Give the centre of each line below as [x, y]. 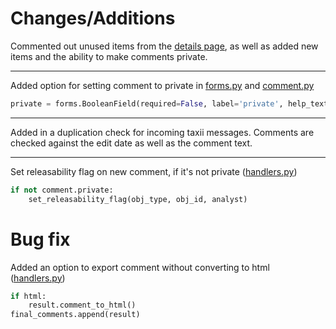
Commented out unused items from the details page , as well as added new [164, 46]
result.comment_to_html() [82, 305]
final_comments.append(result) [75, 315]
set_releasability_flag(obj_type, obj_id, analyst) [138, 199]
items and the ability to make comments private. [109, 56]
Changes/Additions [93, 18]
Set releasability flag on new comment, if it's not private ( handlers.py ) [154, 171]
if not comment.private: [62, 190]
